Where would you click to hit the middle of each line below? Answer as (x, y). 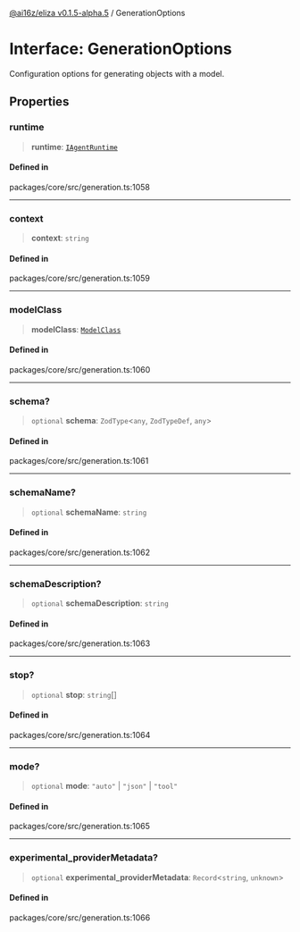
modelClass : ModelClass (76, 329)
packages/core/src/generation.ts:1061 (79, 461)
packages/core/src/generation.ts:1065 (79, 827)
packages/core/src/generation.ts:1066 (80, 917)
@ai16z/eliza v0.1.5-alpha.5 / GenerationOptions (97, 13)
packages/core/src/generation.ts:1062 (79, 552)
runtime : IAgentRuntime (75, 147)
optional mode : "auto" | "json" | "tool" (104, 786)
